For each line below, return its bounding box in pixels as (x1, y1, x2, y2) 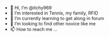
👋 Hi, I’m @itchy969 (10, 5, 52, 10)
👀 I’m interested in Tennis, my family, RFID (10, 10, 98, 16)
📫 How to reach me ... (10, 26, 58, 32)
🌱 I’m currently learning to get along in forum (10, 15, 104, 21)
